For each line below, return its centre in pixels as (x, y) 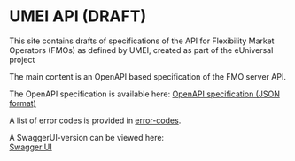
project (22, 59)
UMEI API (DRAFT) (78, 16)
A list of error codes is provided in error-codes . (95, 120)
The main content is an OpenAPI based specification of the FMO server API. (147, 76)
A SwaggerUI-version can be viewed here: (87, 137)
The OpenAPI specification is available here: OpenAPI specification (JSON (145, 94)
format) (23, 103)
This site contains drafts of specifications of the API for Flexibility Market (142, 41)
